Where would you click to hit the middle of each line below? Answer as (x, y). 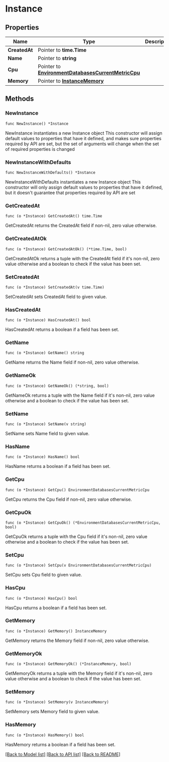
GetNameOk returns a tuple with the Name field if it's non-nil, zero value (80, 395)
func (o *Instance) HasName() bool (43, 457)
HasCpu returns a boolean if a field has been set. (56, 608)
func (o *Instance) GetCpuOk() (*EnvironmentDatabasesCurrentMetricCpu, (83, 522)
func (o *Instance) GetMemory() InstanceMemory (56, 631)
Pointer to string (57, 58)
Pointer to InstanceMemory (71, 81)
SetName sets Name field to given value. (47, 434)
